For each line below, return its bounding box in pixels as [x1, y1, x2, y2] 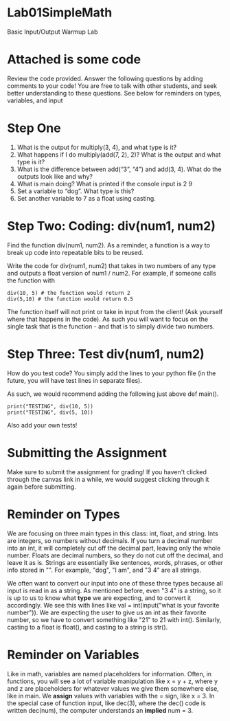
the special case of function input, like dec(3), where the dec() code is [7, 699, 206, 707]
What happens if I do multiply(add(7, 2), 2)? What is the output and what [16, 150, 221, 159]
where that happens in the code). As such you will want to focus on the [7, 315, 208, 323]
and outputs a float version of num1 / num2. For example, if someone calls [7, 269, 216, 277]
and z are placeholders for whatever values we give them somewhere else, [7, 684, 220, 692]
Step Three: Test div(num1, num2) [7, 346, 205, 362]
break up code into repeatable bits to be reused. [7, 248, 144, 256]
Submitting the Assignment [7, 445, 167, 461]
